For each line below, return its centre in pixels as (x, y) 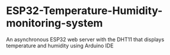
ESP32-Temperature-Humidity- (84, 11)
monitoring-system (54, 23)
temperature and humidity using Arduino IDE (60, 46)
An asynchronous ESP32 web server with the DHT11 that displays (85, 39)
